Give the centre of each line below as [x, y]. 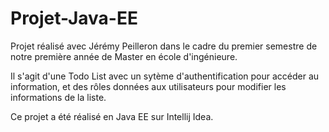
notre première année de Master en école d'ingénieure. [124, 56]
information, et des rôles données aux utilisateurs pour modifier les [148, 86]
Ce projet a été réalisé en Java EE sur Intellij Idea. [112, 116]
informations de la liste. [58, 97]
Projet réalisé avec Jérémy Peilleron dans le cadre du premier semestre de [164, 46]
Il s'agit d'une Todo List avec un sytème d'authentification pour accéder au [165, 76]
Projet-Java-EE [74, 18]
